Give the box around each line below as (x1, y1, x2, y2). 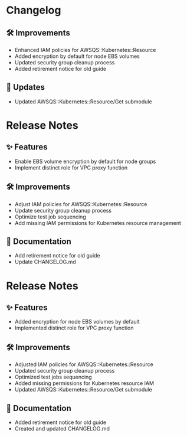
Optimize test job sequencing (14, 213, 87, 220)
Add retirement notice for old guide (14, 252, 100, 259)
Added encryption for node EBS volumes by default (14, 318, 140, 325)
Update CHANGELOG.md (14, 258, 77, 266)
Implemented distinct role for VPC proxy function (14, 324, 134, 331)
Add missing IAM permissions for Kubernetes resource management (14, 219, 182, 226)
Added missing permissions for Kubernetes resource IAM (14, 380, 155, 387)
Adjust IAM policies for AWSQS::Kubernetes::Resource (14, 200, 147, 207)
